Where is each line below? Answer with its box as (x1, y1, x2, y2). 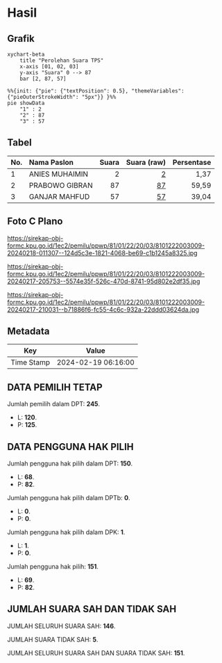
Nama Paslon (28, 157, 74, 167)
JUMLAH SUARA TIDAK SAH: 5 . (7, 635, 99, 644)
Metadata (7, 326, 50, 337)
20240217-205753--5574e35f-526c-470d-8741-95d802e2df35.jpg (7, 277, 200, 285)
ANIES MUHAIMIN (28, 169, 89, 179)
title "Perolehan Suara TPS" (19, 57, 104, 64)
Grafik (7, 33, 35, 45)
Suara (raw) (126, 157, 166, 167)
